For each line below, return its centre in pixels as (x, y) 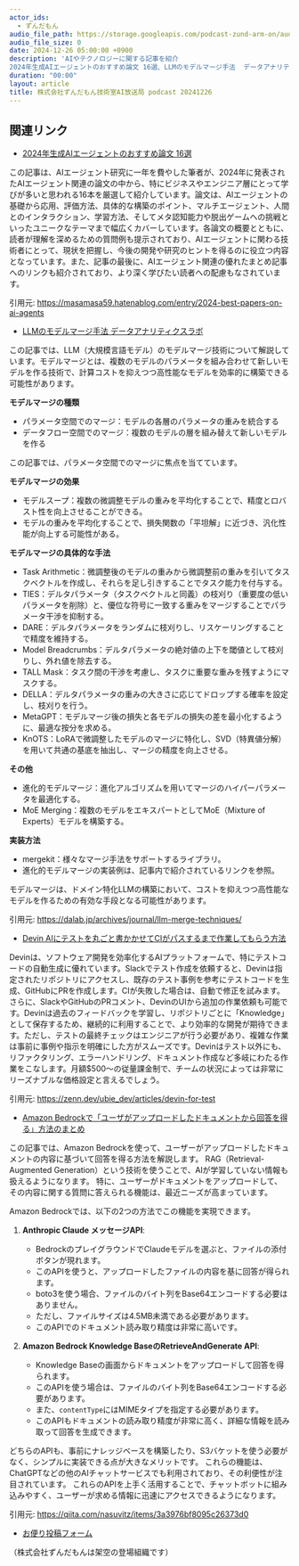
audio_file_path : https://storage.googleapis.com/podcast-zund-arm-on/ (145, 34)
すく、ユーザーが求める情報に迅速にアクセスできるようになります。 (157, 1496)
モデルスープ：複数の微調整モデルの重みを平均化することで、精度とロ (150, 501)
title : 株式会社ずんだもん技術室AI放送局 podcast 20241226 (111, 92)
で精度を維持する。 (57, 639)
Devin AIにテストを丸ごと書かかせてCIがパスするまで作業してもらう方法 (154, 939)
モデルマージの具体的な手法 (60, 553)
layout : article (39, 84)
